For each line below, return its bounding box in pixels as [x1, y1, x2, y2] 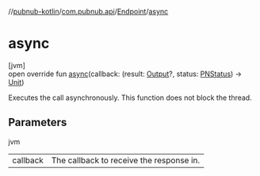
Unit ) [8, 77, 25, 86]
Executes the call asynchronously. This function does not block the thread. [8, 93, 252, 102]
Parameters [8, 116, 67, 129]
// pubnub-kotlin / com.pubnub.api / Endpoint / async [8, 7, 169, 16]
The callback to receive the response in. [51, 155, 201, 166]
